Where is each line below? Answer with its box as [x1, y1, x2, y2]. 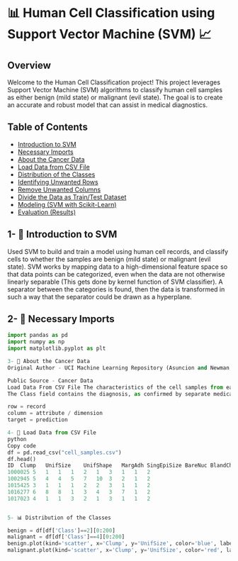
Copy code [7, 442, 37, 450]
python [7, 435, 27, 443]
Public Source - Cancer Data [7, 377, 93, 384]
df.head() [7, 455, 37, 462]
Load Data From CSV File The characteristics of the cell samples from [7, 384, 223, 391]
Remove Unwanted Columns [17, 185, 101, 194]
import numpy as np [7, 338, 65, 345]
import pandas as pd [7, 332, 69, 339]
